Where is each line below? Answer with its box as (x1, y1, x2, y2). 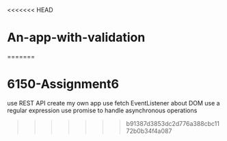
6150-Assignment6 (7, 77, 120, 92)
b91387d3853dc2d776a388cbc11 (126, 119, 220, 127)
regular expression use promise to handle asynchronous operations (7, 106, 198, 114)
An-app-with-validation (7, 30, 146, 45)
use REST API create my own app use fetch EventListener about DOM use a (7, 99, 220, 107)
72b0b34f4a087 (126, 127, 172, 135)
